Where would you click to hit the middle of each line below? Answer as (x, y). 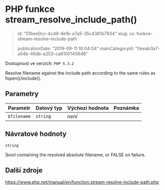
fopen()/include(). (23, 78)
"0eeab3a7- (148, 48)
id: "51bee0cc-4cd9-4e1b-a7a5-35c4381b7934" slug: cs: (76, 33)
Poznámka (127, 108)
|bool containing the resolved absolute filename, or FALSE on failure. (76, 155)
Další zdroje (24, 170)
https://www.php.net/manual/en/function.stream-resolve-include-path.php (82, 182)
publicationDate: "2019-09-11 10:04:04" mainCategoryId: (76, 48)
